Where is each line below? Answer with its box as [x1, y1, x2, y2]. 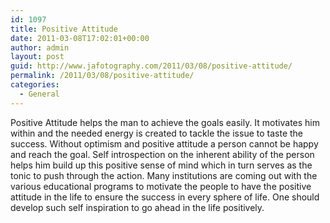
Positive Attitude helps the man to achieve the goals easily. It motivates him [10, 116, 320, 128]
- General [19, 89, 60, 99]
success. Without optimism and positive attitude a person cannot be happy [10, 137, 319, 150]
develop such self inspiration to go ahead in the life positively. [10, 201, 265, 213]
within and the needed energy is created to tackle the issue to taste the [10, 127, 304, 139]
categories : [10, 80, 60, 90]
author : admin [10, 42, 70, 53]
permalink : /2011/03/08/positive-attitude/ [10, 71, 195, 81]
